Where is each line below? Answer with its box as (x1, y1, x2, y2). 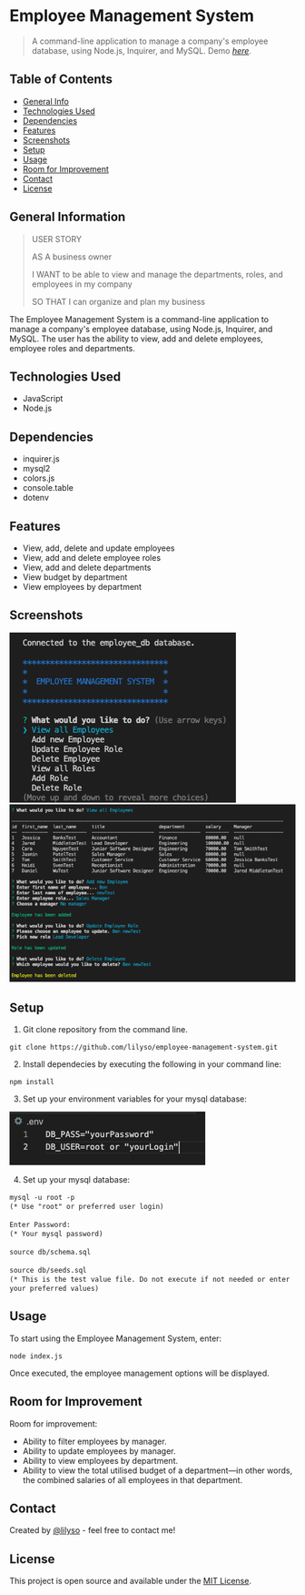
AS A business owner (31, 251, 113, 262)
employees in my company (31, 279, 133, 290)
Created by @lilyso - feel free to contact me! (9, 1525, 176, 1536)
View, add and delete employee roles (22, 553, 162, 563)
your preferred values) (9, 1285, 100, 1294)
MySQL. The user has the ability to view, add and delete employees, (9, 333, 263, 344)
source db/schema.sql (9, 1248, 92, 1257)
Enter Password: (9, 1221, 71, 1230)
